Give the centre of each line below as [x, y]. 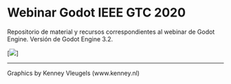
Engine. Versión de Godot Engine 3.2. [60, 39]
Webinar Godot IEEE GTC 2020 [97, 13]
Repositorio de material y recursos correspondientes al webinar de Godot [111, 32]
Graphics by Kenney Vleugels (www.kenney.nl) [73, 73]
